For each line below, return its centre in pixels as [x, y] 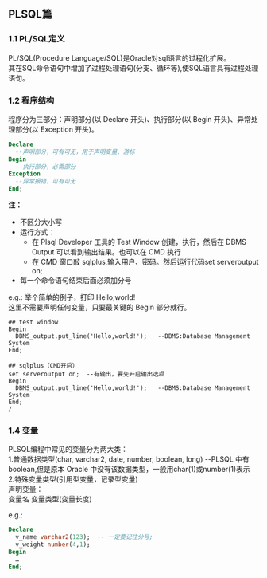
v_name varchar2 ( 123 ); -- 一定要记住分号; [84, 537]
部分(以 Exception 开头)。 [57, 129]
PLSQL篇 [31, 14]
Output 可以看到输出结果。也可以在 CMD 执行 [106, 252]
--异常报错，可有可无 [46, 182]
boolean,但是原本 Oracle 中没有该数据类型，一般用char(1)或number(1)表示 [129, 470]
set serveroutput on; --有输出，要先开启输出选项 [87, 374]
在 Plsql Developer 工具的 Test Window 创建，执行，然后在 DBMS [139, 242]
